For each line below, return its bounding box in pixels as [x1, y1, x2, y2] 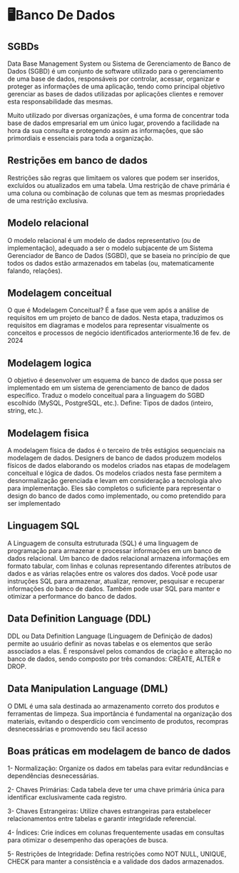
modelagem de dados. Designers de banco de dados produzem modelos [7, 454, 223, 462]
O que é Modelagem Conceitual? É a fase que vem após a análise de [7, 306, 209, 314]
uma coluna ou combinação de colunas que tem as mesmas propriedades [7, 189, 225, 197]
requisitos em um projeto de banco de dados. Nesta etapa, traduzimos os [7, 314, 224, 322]
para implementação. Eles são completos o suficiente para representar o [7, 484, 221, 493]
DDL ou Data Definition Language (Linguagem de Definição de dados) [7, 632, 213, 640]
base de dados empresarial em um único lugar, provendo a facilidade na [7, 119, 220, 127]
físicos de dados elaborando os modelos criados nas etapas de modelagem [7, 462, 230, 470]
